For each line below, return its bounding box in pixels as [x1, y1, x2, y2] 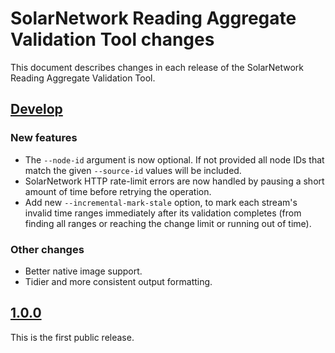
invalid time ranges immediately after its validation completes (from [24, 207, 302, 219]
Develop [10, 101, 63, 118]
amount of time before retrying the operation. [24, 185, 212, 197]
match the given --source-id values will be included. [24, 164, 242, 176]
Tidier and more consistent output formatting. [24, 275, 213, 287]
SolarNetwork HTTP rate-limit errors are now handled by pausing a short [24, 175, 325, 187]
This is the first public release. [10, 331, 135, 343]
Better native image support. [24, 265, 143, 277]
